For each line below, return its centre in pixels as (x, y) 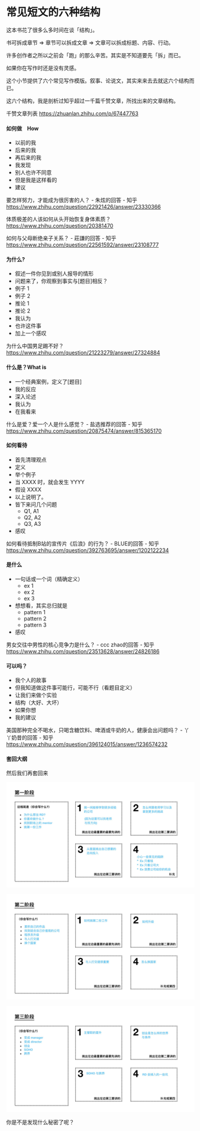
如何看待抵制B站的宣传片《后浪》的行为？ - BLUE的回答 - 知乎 (83, 543)
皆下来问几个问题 (36, 504)
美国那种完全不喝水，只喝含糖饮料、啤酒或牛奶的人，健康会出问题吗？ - (95, 730)
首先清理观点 (30, 460)
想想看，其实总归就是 (41, 605)
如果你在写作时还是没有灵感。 (43, 68)
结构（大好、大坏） (39, 702)
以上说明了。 (30, 497)
